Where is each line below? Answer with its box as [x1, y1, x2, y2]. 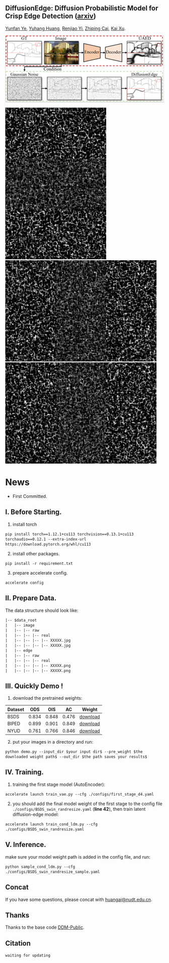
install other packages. [12, 550, 60, 556]
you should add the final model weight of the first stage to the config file [12, 801, 162, 807]
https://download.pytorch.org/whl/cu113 [5, 542, 92, 547]
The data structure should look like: [5, 607, 79, 613]
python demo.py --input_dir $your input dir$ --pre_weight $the [5, 749, 143, 755]
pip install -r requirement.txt [5, 561, 73, 566]
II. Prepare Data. [5, 594, 57, 602]
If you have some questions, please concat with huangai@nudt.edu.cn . [5, 896, 152, 902]
